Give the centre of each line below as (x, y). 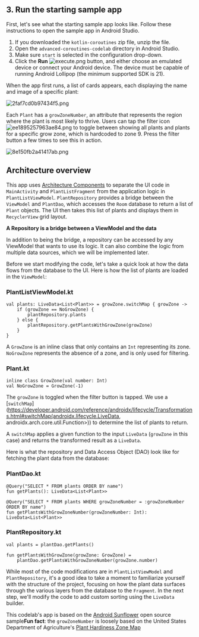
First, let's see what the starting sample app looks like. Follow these (89, 24)
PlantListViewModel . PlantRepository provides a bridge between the (90, 197)
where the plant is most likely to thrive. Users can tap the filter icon (88, 121)
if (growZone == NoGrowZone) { (56, 310)
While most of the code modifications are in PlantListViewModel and (90, 571)
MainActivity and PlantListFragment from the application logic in (86, 191)
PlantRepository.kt (34, 532)
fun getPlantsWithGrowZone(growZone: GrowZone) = (69, 555)
